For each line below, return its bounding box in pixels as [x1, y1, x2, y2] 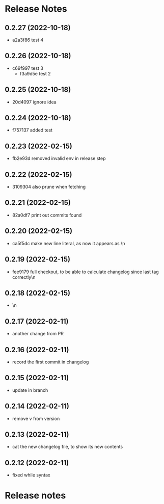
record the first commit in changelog [12, 359, 89, 365]
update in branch [12, 387, 48, 393]
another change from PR [12, 331, 64, 337]
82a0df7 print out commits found [12, 212, 82, 218]
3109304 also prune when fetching [12, 184, 86, 190]
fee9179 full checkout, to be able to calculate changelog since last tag [12, 269, 159, 275]
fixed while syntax [12, 472, 50, 478]
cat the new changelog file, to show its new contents [12, 444, 123, 450]
